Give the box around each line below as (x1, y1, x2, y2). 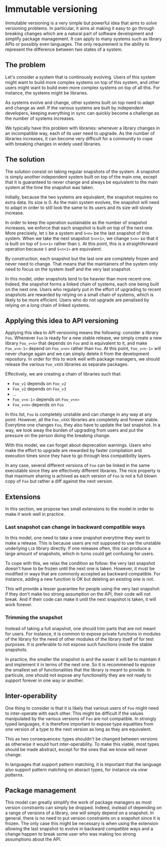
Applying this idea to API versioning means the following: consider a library (5, 330, 159, 336)
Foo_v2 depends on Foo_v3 (12, 386, 66, 392)
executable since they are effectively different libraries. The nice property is (5, 468, 161, 473)
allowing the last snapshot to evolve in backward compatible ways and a (5, 826, 153, 832)
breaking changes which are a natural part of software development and (5, 30, 154, 36)
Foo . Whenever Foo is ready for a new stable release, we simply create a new (5, 335, 162, 341)
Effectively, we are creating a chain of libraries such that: (5, 371, 122, 377)
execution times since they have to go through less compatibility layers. (5, 453, 152, 459)
